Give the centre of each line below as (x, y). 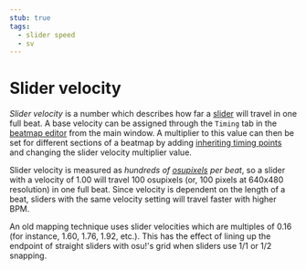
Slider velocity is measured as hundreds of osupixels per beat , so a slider (148, 171)
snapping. (28, 255)
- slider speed (47, 35)
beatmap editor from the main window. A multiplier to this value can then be (152, 133)
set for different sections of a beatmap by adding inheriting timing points (146, 143)
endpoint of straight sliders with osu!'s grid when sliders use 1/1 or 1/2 (141, 246)
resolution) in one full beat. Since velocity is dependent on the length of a (148, 190)
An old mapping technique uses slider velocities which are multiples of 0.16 (151, 227)
